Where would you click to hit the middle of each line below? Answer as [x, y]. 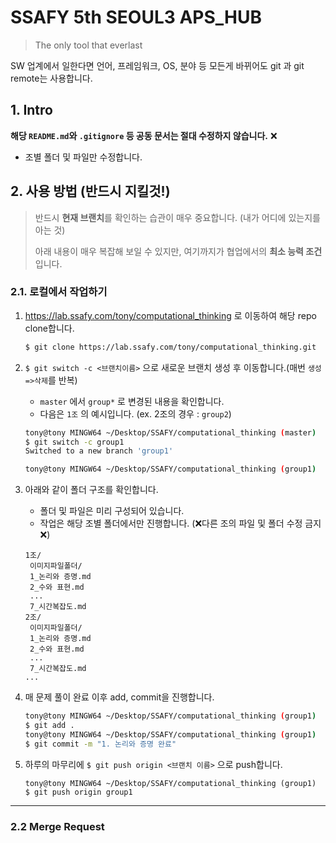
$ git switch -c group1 [74, 442]
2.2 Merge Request [57, 826]
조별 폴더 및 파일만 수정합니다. [83, 157]
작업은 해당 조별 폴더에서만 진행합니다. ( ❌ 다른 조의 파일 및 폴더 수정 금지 [180, 523]
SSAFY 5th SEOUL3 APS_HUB [136, 17]
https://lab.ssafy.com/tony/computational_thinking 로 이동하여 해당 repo [170, 315]
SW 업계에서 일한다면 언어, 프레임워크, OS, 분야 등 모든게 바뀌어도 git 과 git [157, 65]
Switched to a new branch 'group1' [99, 451]
